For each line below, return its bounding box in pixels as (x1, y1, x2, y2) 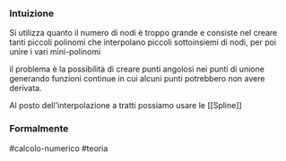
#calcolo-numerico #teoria (9, 142, 108, 154)
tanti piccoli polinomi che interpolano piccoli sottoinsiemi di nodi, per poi (9, 37, 276, 47)
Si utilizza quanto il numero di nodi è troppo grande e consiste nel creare (9, 28, 278, 38)
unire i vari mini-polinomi (9, 47, 101, 57)
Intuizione (9, 7, 55, 20)
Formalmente (9, 123, 69, 135)
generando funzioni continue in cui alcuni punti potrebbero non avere (9, 73, 265, 84)
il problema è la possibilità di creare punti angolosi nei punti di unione (9, 64, 264, 74)
